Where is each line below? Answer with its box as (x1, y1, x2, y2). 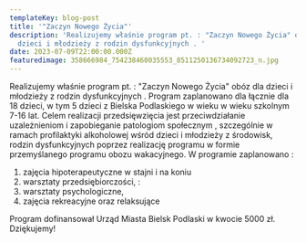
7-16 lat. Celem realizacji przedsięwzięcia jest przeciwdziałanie (9, 111, 246, 121)
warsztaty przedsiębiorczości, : (22, 176, 141, 187)
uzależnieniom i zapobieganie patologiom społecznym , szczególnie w (9, 120, 273, 131)
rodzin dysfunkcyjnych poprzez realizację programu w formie (9, 139, 240, 150)
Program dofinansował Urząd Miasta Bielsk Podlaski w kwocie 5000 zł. (9, 214, 276, 224)
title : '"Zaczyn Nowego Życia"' (9, 22, 132, 31)
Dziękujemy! (9, 223, 56, 234)
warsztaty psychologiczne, (22, 186, 125, 196)
